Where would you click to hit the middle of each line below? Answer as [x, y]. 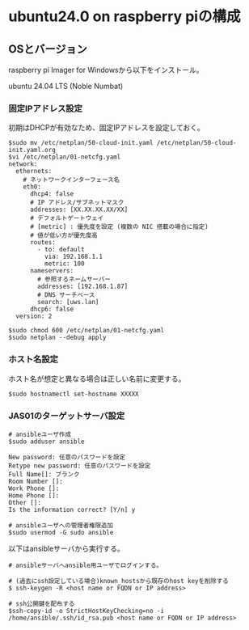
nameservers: [52, 271]
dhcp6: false [52, 309]
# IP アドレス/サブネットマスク [77, 203]
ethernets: [34, 171]
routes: [43, 243]
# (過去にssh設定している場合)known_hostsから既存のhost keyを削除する [118, 581]
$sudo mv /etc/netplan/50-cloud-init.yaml [81, 143]
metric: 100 [64, 264]
